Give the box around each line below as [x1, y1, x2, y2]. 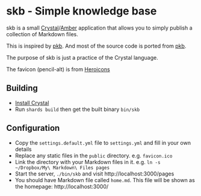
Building [6, 83, 38, 93]
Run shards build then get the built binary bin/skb [14, 106, 140, 113]
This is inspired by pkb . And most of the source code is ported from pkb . [6, 42, 187, 49]
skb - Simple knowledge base [6, 4, 157, 18]
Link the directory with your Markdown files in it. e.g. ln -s [14, 158, 161, 165]
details [14, 145, 32, 153]
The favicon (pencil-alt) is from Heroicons [6, 65, 110, 73]
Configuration [6, 123, 60, 133]
